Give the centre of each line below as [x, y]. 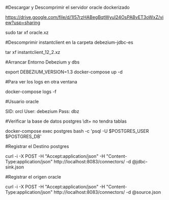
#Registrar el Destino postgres [37, 146]
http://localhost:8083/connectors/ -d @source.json [107, 192]
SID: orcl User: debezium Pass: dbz [42, 111]
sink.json [15, 167]
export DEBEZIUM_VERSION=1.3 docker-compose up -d [64, 72]
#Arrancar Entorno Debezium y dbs [43, 62]
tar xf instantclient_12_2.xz [33, 52]
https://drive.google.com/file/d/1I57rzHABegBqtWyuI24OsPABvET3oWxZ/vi [84, 17]
